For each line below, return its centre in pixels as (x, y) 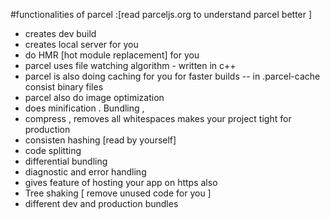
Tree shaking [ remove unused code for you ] (118, 193)
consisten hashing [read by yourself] (100, 140)
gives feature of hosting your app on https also (121, 182)
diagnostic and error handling (85, 172)
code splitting (53, 150)
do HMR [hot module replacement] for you (112, 55)
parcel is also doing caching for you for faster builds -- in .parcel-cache (172, 76)
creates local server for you (81, 44)
